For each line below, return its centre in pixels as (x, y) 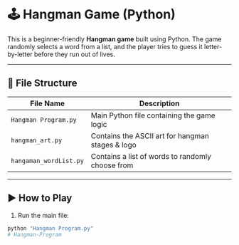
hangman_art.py (37, 140)
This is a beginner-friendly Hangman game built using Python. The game (115, 39)
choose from (112, 165)
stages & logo (113, 145)
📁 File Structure (42, 83)
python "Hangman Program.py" (51, 228)
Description (159, 103)
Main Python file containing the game (153, 115)
